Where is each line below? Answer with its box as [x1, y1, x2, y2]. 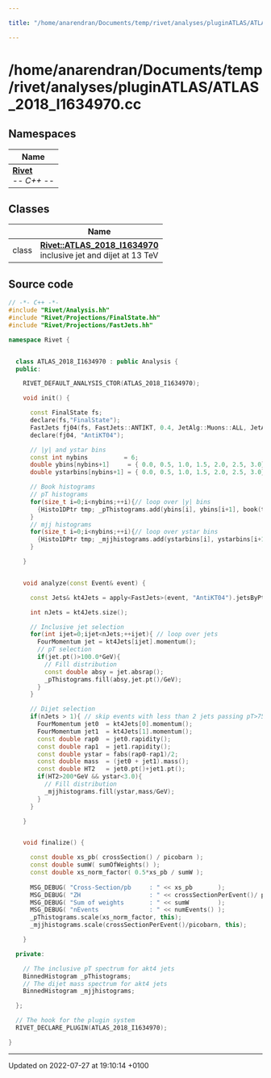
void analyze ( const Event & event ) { [23, 579, 147, 587]
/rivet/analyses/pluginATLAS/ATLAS [8, 78, 260, 96]
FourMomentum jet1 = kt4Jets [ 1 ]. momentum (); [37, 728, 194, 736]
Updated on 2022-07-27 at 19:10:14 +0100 [8, 1060, 149, 1070]
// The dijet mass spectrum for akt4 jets [23, 979, 168, 988]
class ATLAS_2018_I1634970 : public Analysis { [15, 357, 179, 366]
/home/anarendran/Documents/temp [8, 61, 263, 79]
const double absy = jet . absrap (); [44, 668, 164, 676]
